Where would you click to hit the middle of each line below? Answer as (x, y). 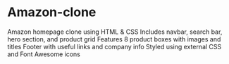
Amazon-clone (52, 12)
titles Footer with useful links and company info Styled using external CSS (114, 46)
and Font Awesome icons (44, 54)
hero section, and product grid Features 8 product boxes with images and (114, 39)
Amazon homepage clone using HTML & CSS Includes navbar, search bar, (115, 32)
